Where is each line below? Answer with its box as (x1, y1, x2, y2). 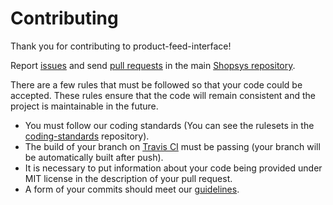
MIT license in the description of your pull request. (24, 172, 233, 184)
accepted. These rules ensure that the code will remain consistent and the (10, 89, 317, 101)
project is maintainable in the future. (10, 100, 159, 112)
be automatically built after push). (24, 151, 164, 163)
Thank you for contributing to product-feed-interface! (10, 40, 232, 52)
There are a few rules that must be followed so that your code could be (10, 78, 303, 91)
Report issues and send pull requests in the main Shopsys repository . (10, 59, 296, 71)
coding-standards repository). (24, 130, 150, 142)
